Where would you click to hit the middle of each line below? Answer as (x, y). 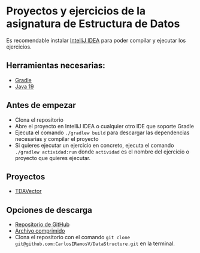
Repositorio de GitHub (42, 225)
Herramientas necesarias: (56, 66)
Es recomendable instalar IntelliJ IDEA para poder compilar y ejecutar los (96, 40)
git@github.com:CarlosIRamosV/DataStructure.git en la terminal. (95, 243)
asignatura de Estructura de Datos (93, 24)
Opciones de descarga (49, 210)
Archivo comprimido (40, 231)
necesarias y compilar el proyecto (57, 138)
